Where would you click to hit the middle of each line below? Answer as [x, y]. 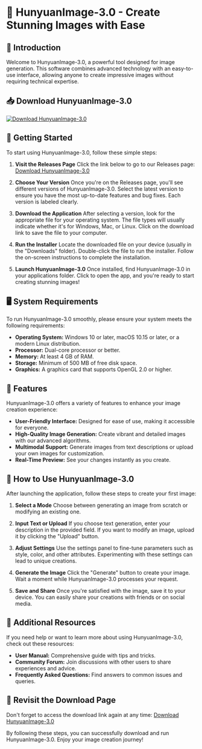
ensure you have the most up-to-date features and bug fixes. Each [98, 195]
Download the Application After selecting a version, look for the [95, 213]
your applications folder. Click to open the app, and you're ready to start [104, 276]
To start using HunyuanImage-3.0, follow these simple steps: [82, 152]
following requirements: [36, 326]
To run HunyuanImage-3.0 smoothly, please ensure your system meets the [99, 319]
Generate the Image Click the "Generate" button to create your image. [103, 573]
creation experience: [32, 410]
